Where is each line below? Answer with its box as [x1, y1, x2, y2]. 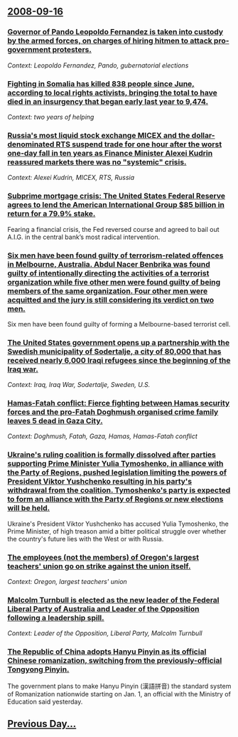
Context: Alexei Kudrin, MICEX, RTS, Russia [7, 174, 135, 182]
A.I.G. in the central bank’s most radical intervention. [7, 233, 161, 241]
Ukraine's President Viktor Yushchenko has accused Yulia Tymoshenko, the [7, 519, 229, 528]
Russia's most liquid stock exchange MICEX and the [7, 130, 190, 140]
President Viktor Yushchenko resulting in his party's [7, 477, 193, 487]
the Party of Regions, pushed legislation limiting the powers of [7, 467, 227, 477]
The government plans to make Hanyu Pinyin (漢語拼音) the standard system [7, 682, 232, 690]
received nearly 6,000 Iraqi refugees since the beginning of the [7, 355, 231, 365]
